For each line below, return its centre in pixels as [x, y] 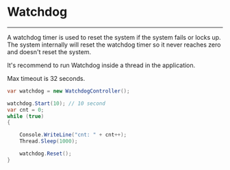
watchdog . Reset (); [46, 154]
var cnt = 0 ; [26, 110]
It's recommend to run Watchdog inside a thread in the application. [101, 65]
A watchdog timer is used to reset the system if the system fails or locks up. [114, 37]
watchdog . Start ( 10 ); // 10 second [56, 104]
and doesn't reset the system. [49, 51]
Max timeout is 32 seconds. [46, 78]
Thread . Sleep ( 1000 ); [49, 141]
